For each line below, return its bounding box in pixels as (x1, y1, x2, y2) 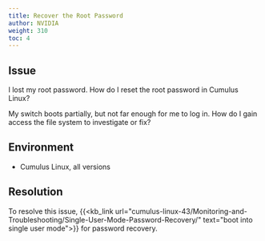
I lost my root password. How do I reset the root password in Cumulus (8, 85, 239, 94)
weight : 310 (8, 26, 48, 34)
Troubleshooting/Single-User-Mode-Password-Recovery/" (8, 215, 202, 224)
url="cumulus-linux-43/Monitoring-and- (114, 206, 248, 216)
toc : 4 (8, 34, 30, 42)
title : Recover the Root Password (8, 11, 124, 20)
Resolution (8, 185, 63, 199)
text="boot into (203, 215, 254, 224)
